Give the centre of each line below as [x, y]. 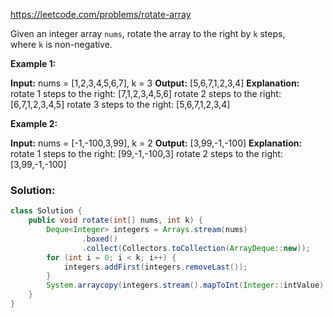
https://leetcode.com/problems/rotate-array [101, 14]
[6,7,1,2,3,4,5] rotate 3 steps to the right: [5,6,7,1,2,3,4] [120, 104]
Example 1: [33, 63]
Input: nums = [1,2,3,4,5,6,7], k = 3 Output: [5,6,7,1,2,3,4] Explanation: [155, 83]
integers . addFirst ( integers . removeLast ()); [155, 267]
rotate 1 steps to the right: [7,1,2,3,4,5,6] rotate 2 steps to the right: [146, 93]
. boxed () [99, 239]
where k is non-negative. [61, 44]
